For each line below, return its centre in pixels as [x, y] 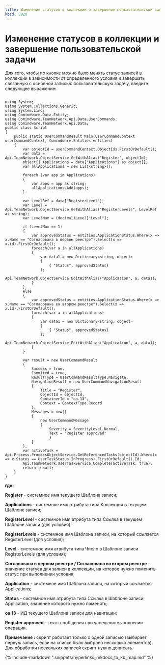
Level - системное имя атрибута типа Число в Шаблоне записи [72, 549]
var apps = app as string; [59, 184]
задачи [20, 59]
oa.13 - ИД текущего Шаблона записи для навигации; [61, 613]
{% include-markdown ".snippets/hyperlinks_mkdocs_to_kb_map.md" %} [79, 658]
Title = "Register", [61, 391]
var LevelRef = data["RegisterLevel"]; [64, 201]
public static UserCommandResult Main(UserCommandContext [74, 136]
